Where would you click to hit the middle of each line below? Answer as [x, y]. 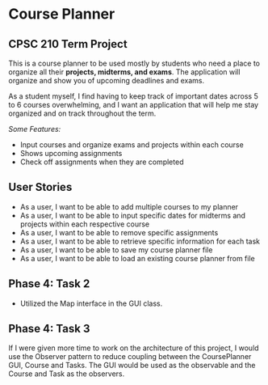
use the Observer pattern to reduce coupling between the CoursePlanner [130, 357]
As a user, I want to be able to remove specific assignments [119, 232]
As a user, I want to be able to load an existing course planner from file [138, 258]
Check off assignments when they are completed [102, 162]
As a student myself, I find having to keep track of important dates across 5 [133, 96]
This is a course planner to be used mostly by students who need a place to [134, 63]
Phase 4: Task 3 [49, 329]
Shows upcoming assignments [71, 153]
